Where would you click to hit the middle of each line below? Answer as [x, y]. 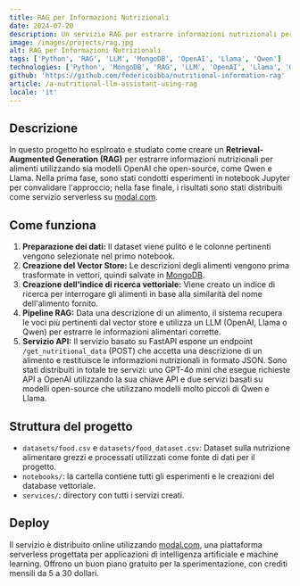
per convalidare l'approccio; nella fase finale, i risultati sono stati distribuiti [146, 187]
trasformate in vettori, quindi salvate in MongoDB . [113, 275]
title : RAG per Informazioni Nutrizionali [89, 17]
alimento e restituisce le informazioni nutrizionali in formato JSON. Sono [154, 360]
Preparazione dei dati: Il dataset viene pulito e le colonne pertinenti [146, 247]
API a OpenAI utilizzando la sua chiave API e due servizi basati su [142, 379]
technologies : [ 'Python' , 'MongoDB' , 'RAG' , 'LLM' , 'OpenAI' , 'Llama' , [146, 68]
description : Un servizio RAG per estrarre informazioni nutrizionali [143, 34]
